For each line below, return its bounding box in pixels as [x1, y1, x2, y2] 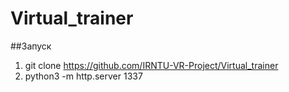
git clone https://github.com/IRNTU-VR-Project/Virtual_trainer [24, 59, 279, 71]
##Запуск [10, 40, 52, 52]
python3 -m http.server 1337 [24, 70, 143, 82]
